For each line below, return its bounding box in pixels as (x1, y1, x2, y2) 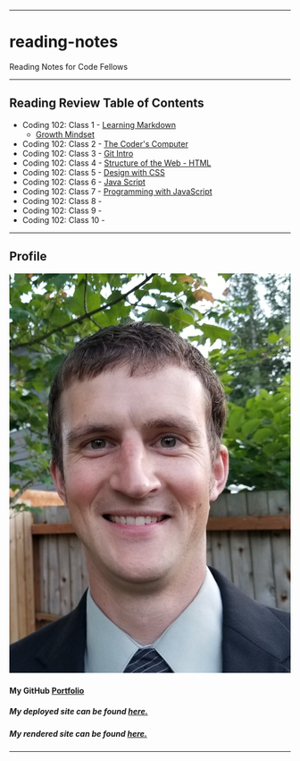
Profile (9, 249, 47, 264)
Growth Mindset (35, 129, 96, 140)
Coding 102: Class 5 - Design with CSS (21, 167, 165, 177)
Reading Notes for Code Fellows (9, 61, 128, 72)
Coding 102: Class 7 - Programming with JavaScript (21, 185, 212, 197)
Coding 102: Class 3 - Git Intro (21, 148, 134, 158)
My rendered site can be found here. (9, 728, 147, 739)
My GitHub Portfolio (9, 685, 85, 696)
